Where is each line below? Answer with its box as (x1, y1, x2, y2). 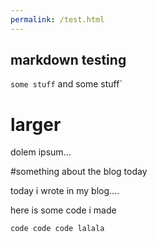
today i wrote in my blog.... (10, 185, 120, 197)
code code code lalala (10, 224, 105, 234)
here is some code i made (10, 204, 117, 216)
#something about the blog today (10, 166, 148, 178)
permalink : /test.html (10, 14, 105, 25)
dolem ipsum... (10, 146, 72, 158)
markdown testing (10, 52, 127, 69)
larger (10, 113, 62, 136)
